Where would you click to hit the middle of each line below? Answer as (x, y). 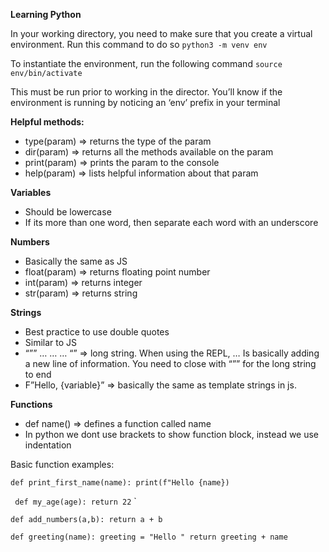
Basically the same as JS (76, 261)
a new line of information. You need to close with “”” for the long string (170, 363)
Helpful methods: (47, 122)
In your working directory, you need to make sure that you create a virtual (161, 33)
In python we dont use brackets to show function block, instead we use (172, 434)
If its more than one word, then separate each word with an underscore (171, 222)
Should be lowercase (68, 212)
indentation (48, 445)
